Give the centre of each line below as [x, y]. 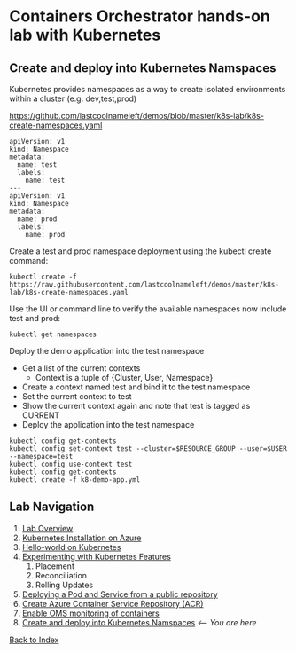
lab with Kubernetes [85, 35]
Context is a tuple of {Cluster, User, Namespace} [124, 378]
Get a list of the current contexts [81, 368]
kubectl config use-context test [71, 464]
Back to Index [34, 640]
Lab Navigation [52, 507]
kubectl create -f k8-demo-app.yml [75, 480]
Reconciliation [61, 575]
